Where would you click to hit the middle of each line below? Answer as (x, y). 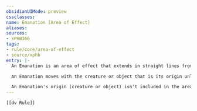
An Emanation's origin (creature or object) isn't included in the (96, 87)
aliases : (17, 28)
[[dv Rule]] (21, 103)
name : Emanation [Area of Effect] (48, 22)
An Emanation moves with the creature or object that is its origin (97, 77)
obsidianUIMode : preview (36, 11)
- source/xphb (23, 55)
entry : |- (18, 60)
